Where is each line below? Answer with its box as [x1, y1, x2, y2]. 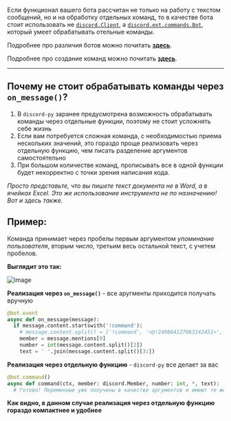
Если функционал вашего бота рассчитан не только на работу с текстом [7, 6, 221, 14]
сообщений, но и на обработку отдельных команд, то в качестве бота [7, 13, 214, 21]
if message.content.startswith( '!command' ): [13, 323, 143, 330]
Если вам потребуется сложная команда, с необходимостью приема [16, 131, 222, 140]
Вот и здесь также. [7, 196, 63, 204]
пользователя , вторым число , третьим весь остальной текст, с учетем [7, 241, 216, 250]
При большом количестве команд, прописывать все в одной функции [16, 161, 223, 169]
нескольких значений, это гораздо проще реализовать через [16, 139, 198, 147]
